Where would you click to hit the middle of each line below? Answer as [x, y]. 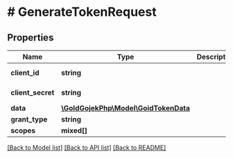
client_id [25, 73]
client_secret [33, 92]
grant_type [29, 119]
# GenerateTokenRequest [82, 12]
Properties [31, 38]
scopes [23, 130]
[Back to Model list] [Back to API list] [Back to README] [87, 148]
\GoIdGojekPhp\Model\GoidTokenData [126, 108]
